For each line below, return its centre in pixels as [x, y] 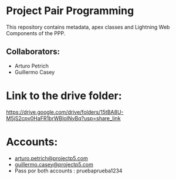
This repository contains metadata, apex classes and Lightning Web [88, 27]
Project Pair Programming [70, 11]
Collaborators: [33, 52]
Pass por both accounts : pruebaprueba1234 [68, 171]
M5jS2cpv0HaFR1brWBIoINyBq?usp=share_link [64, 118]
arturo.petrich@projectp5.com [51, 158]
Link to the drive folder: [64, 96]
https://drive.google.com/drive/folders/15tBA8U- [65, 112]
